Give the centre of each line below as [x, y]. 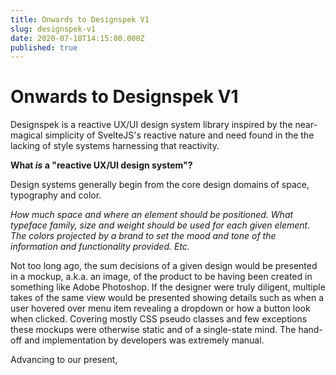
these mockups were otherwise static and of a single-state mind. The [153, 330]
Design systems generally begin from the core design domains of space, [160, 185]
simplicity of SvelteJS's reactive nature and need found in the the [179, 135]
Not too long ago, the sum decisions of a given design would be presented [164, 266]
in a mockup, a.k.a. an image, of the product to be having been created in [161, 277]
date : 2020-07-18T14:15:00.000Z [77, 38]
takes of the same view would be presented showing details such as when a [167, 298]
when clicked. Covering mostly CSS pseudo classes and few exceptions [159, 319]
